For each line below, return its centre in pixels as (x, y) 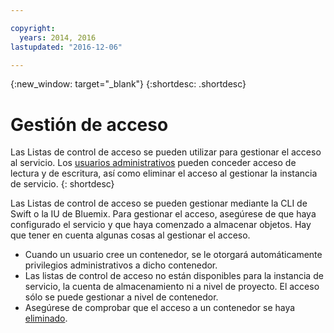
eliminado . (46, 318)
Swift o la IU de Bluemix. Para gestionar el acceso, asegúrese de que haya (163, 214)
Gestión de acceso (89, 124)
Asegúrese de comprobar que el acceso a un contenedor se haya (160, 308)
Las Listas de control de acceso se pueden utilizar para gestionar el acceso (166, 152)
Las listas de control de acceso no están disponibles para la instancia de (174, 276)
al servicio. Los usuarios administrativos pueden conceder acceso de (153, 163)
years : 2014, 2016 (58, 37)
